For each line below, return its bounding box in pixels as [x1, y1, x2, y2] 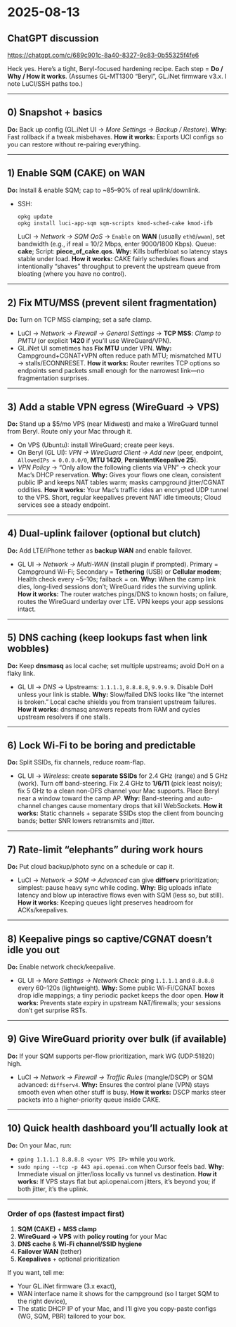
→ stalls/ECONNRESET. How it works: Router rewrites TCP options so [17, 359, 220, 367]
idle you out [7, 944, 60, 956]
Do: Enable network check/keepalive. [7, 962, 116, 971]
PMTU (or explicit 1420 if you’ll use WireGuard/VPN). [17, 337, 171, 345]
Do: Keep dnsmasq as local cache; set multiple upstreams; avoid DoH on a [7, 661, 225, 669]
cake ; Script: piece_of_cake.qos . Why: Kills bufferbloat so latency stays [17, 247, 228, 256]
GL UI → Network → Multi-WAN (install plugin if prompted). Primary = [17, 560, 219, 568]
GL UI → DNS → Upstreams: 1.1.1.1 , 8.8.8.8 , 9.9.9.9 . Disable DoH [17, 682, 214, 691]
